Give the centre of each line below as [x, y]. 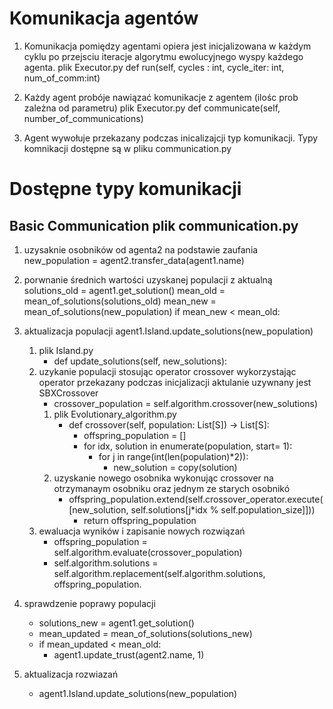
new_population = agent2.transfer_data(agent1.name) [134, 260]
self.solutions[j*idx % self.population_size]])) [223, 509]
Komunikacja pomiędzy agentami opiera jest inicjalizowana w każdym [167, 46]
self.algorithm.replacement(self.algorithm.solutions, [159, 573]
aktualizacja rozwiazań [71, 674]
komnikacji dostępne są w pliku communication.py [127, 148]
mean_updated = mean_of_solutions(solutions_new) [145, 633]
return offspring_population [140, 520]
